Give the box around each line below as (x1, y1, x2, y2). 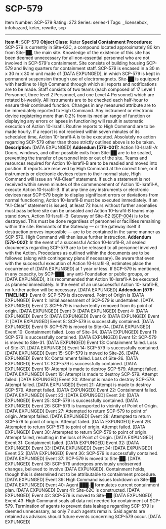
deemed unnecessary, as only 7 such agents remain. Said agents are (5, 508, 146, 514)
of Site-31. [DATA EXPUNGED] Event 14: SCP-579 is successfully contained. (5, 344, 160, 350)
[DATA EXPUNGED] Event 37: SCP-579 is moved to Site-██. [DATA (5, 455, 141, 462)
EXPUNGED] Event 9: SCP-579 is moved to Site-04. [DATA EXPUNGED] (5, 324, 151, 330)
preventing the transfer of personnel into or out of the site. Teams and (5, 155, 147, 161)
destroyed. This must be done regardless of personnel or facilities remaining (5, 218, 161, 224)
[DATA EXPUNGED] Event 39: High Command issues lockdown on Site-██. (5, 476, 158, 482)
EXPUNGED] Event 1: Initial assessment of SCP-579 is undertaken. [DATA (5, 297, 154, 303)
